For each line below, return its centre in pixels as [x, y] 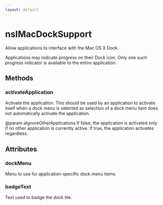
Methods [19, 78]
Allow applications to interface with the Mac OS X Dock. [62, 48]
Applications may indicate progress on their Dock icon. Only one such [76, 57]
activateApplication [29, 92]
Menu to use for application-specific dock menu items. [61, 174]
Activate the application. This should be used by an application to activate [80, 103]
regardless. [17, 133]
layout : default [22, 10]
